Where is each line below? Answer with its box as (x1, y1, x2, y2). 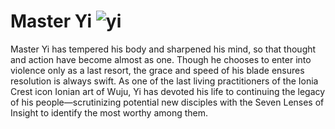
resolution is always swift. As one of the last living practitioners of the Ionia (10, 75, 319, 87)
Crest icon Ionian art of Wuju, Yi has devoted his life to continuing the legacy (10, 85, 326, 97)
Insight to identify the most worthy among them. (10, 106, 209, 119)
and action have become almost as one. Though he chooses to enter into (10, 53, 312, 65)
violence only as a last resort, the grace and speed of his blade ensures (10, 64, 305, 76)
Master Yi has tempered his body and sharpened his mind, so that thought (10, 43, 317, 55)
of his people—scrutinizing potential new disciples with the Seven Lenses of (10, 96, 325, 108)
